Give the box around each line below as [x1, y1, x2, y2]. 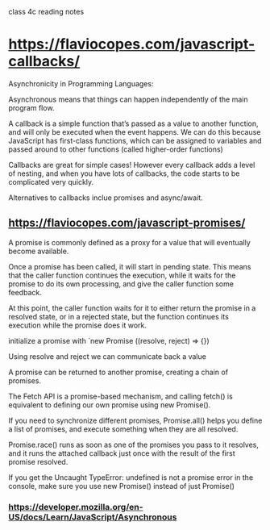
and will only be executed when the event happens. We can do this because [8, 127, 261, 136]
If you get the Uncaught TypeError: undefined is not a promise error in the [8, 472, 254, 482]
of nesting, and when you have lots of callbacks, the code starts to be [8, 169, 240, 178]
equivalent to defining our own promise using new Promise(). [8, 399, 211, 410]
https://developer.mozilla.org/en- [8, 501, 143, 512]
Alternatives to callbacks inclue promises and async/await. [8, 193, 203, 202]
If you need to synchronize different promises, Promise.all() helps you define [8, 415, 263, 425]
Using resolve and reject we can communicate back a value [8, 351, 207, 361]
